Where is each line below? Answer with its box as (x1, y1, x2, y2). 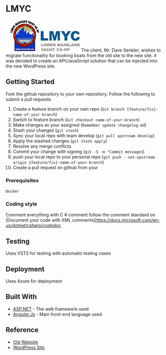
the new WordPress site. (5, 63, 56, 69)
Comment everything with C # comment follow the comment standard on (5, 212, 156, 218)
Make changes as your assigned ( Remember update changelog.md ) (12, 122, 147, 128)
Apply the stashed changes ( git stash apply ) (12, 138, 108, 144)
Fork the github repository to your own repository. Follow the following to (5, 91, 156, 97)
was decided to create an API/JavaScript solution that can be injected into (5, 58, 158, 64)
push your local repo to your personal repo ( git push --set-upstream (12, 154, 155, 160)
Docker (5, 189, 19, 194)
